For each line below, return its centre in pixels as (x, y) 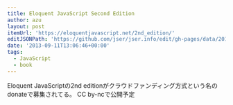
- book (23, 65)
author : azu (24, 20)
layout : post (26, 26)
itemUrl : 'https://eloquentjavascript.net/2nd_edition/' (91, 33)
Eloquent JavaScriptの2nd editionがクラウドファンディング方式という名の (113, 85)
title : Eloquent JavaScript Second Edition (71, 13)
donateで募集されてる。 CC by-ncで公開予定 (71, 94)
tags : (15, 52)
